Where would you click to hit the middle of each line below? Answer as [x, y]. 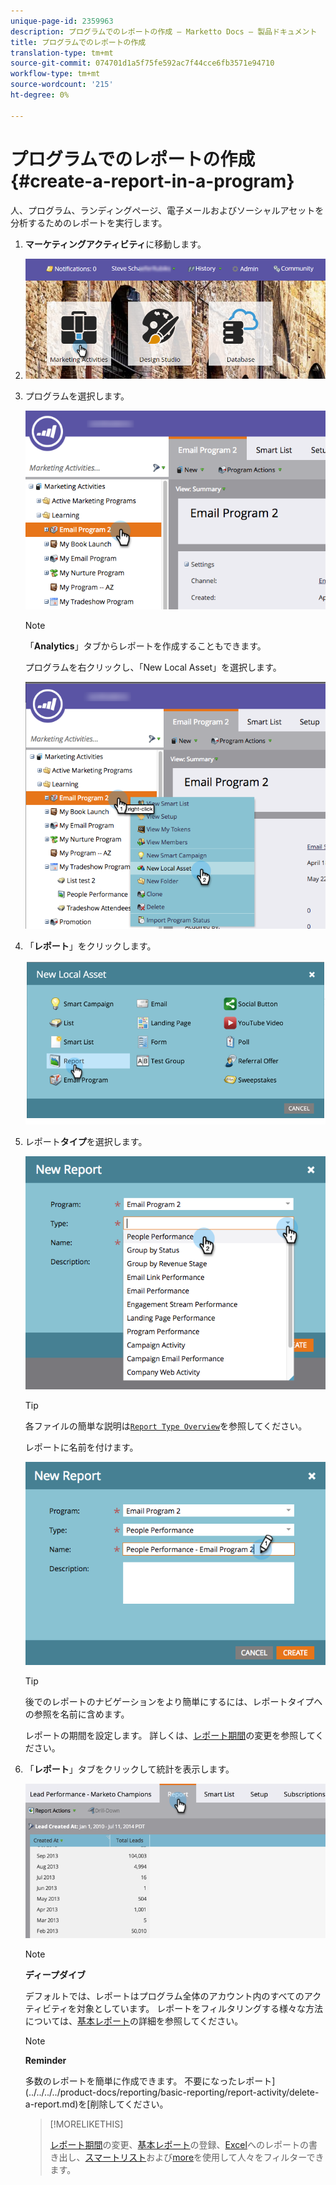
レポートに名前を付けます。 [81, 1447]
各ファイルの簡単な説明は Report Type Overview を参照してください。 [166, 1426]
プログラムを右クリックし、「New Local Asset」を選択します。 [153, 667]
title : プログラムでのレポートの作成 [78, 42]
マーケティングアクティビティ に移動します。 [115, 244]
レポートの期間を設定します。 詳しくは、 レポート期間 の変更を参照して [170, 1735]
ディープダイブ [55, 1975]
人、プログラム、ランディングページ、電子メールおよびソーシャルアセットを [167, 210]
